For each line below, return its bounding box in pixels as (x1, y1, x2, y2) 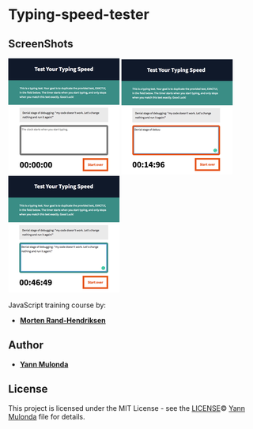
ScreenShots (8, 37, 74, 51)
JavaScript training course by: (8, 300, 107, 310)
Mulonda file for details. (8, 412, 85, 421)
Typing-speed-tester (8, 6, 150, 24)
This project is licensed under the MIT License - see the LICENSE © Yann (8, 403, 246, 412)
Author (8, 338, 43, 352)
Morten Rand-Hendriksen (19, 316, 107, 325)
